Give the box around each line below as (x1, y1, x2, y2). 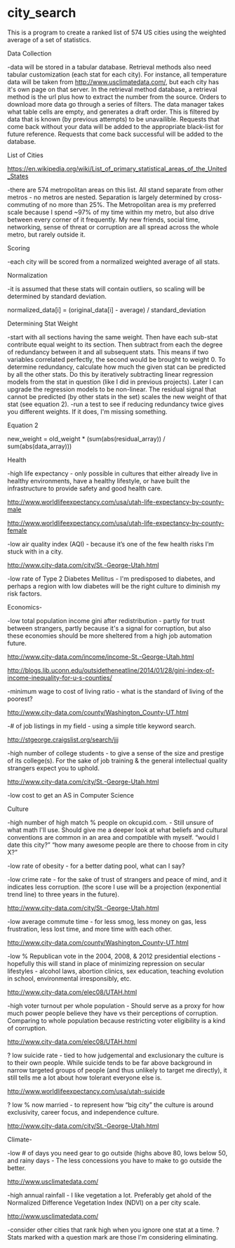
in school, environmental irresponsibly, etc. (7, 974, 132, 983)
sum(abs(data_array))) (7, 442, 72, 450)
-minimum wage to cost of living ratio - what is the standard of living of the (7, 687, 224, 695)
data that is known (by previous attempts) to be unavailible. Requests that (7, 114, 220, 123)
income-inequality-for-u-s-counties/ (7, 673, 112, 682)
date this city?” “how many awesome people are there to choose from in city (7, 840, 229, 849)
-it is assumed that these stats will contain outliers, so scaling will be (7, 284, 206, 293)
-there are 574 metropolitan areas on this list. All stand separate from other (7, 185, 224, 194)
